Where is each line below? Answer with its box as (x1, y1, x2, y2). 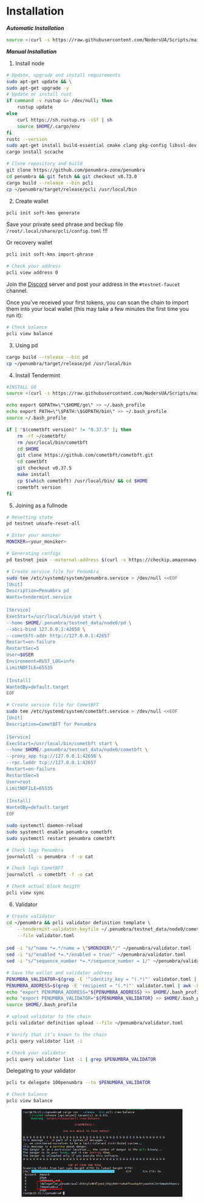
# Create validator (6, 913, 56, 919)
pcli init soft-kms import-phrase (6, 251, 94, 257)
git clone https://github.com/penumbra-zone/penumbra (6, 167, 146, 174)
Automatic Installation (6, 24, 64, 32)
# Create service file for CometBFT (6, 702, 99, 708)
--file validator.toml (17, 932, 75, 939)
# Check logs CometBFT (6, 865, 64, 871)
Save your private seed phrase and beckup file (6, 220, 123, 228)
